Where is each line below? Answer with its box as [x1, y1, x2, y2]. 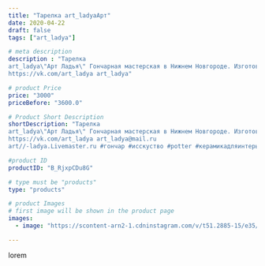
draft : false [8, 26, 51, 34]
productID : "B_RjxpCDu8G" [8, 163, 93, 172]
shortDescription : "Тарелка [8, 120, 101, 129]
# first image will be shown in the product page [8, 207, 175, 215]
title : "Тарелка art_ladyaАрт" [8, 11, 111, 20]
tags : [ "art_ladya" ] [8, 33, 77, 42]
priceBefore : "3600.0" [8, 99, 83, 107]
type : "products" [8, 185, 65, 193]
